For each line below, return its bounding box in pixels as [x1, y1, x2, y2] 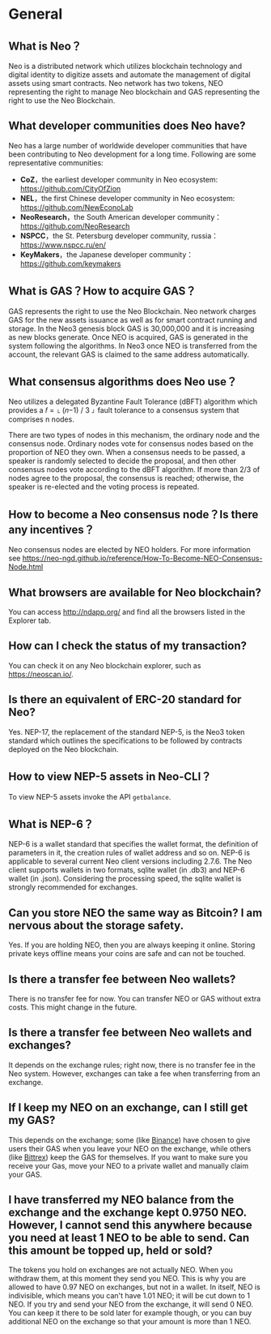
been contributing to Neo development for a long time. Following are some [8, 149, 256, 159]
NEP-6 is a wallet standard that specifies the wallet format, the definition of [8, 839, 259, 849]
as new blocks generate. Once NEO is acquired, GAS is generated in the [8, 332, 248, 341]
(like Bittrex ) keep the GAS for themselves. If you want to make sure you [8, 1152, 248, 1162]
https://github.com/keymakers [19, 259, 121, 268]
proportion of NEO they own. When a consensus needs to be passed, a [8, 448, 246, 457]
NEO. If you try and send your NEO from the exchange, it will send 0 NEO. [8, 1299, 253, 1310]
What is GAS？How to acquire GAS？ [8, 285, 197, 298]
